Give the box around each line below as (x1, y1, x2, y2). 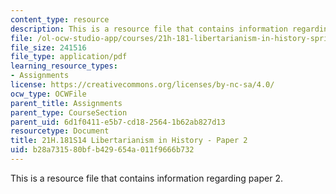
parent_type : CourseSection (10, 107, 128, 118)
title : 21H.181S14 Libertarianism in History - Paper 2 (10, 136, 248, 146)
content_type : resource (10, 14, 110, 25)
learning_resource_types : (10, 61, 118, 71)
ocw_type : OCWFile (10, 89, 87, 99)
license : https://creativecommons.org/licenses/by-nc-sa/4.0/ (10, 80, 275, 90)
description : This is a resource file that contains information (10, 24, 288, 34)
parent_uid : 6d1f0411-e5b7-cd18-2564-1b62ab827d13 (10, 117, 226, 127)
